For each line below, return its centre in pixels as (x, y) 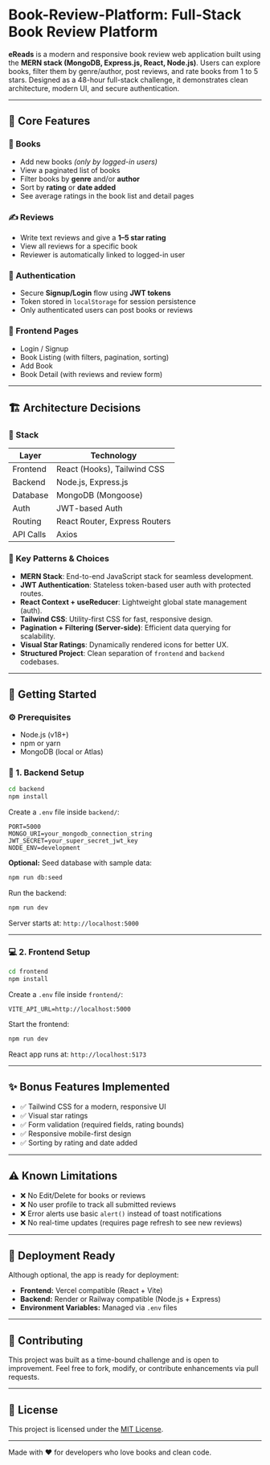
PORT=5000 (25, 827)
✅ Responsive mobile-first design (76, 1133)
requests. (24, 1377)
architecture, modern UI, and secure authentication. (94, 88)
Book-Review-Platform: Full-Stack (125, 15)
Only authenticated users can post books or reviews (106, 310)
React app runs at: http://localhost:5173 (78, 1054)
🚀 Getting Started (53, 694)
